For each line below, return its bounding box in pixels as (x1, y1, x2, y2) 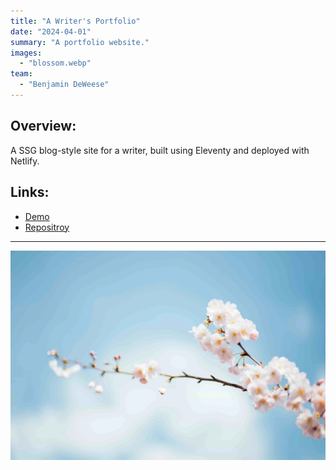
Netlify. (10, 155, 40, 167)
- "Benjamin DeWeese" (19, 80, 110, 90)
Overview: (10, 118, 77, 135)
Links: (10, 184, 50, 201)
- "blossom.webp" (19, 58, 92, 69)
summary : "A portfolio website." (10, 37, 150, 47)
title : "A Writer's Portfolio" (10, 16, 141, 26)
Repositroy (24, 221, 70, 233)
